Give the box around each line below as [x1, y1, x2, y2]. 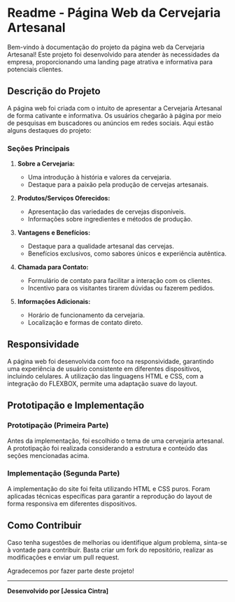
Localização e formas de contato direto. [27, 318, 143, 327]
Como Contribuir [7, 520, 82, 531]
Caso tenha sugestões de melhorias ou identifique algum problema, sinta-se [7, 538, 227, 546]
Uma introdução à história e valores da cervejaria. [27, 173, 172, 182]
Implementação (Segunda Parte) [7, 469, 120, 478]
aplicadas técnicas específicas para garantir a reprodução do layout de [7, 492, 213, 500]
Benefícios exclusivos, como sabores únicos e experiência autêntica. [27, 249, 227, 258]
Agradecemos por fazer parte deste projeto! [7, 566, 134, 575]
